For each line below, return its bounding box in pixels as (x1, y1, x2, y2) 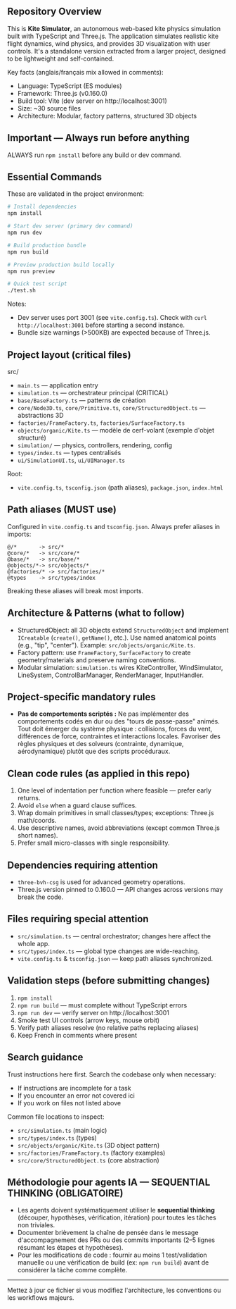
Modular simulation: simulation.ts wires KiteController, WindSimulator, (17, 663, 223, 671)
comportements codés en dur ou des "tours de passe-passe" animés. (17, 717, 220, 726)
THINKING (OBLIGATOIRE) (7, 1187, 124, 1199)
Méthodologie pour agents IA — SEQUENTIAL (7, 1176, 211, 1188)
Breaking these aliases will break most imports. (7, 586, 144, 595)
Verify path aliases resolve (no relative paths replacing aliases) (17, 1023, 199, 1031)
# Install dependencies (7, 204, 77, 211)
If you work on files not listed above (17, 1098, 122, 1107)
